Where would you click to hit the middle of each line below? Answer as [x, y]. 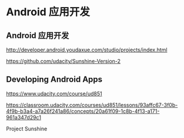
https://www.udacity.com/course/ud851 [54, 94]
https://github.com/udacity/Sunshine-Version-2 [63, 61]
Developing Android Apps [54, 80]
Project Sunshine [27, 129]
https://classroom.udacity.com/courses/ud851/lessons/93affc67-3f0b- [92, 105]
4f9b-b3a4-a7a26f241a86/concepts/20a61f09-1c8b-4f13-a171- [83, 111]
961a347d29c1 [24, 117]
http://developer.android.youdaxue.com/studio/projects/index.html [87, 50]
